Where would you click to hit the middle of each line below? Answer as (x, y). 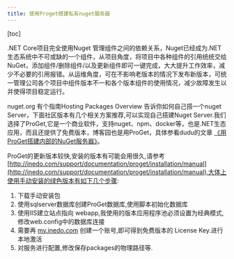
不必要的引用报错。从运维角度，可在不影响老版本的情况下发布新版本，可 (117, 74)
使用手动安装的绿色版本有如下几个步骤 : (63, 180)
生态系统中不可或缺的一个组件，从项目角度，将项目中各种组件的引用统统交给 (117, 56)
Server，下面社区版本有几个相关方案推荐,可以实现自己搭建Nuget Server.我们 (117, 115)
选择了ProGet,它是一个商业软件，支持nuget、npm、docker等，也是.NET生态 (117, 123)
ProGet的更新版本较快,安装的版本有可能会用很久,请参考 (86, 156)
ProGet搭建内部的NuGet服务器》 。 (55, 141)
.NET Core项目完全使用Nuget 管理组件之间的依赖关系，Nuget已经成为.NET (115, 48)
